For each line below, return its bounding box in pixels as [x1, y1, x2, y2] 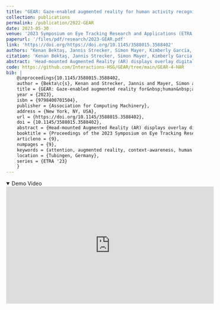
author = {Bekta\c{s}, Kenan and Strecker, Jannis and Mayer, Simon [17, 81, 190, 87]
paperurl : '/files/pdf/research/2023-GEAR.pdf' [6, 36, 126, 42]
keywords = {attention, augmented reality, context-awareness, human [17, 147, 193, 153]
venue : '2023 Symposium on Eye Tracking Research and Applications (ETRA [6, 31, 193, 37]
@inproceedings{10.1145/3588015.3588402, [17, 75, 120, 81]
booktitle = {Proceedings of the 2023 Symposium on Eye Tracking [17, 130, 182, 137]
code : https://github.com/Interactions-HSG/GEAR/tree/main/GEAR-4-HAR [6, 64, 184, 70]
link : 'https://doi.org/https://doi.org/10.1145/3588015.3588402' [6, 42, 174, 48]
